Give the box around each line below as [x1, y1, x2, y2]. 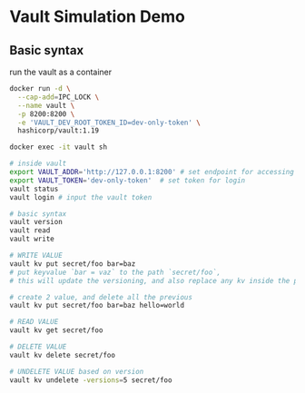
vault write [9, 234, 54, 244]
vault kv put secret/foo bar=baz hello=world [9, 301, 184, 310]
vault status [9, 184, 59, 193]
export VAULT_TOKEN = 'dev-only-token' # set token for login [9, 175, 246, 185]
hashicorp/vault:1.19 [17, 126, 100, 135]
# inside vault [9, 159, 67, 169]
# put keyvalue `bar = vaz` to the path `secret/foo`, [9, 268, 221, 277]
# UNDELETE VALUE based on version [9, 367, 144, 376]
